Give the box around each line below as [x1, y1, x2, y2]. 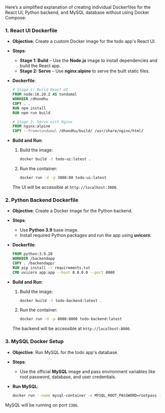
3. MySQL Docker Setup [5, 338, 64, 345]
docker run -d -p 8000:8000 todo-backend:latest [19, 317, 122, 322]
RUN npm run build [12, 110, 51, 116]
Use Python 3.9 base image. [19, 227, 79, 233]
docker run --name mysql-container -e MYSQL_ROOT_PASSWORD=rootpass [12, 393, 157, 398]
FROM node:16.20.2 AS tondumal [12, 92, 77, 97]
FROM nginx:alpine [12, 124, 51, 129]
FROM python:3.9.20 [12, 251, 53, 257]
